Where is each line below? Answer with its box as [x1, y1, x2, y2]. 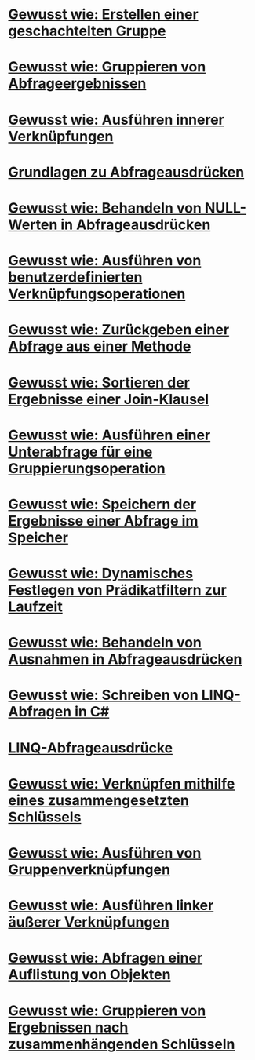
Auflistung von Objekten [8, 966, 171, 984]
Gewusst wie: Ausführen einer [8, 426, 211, 444]
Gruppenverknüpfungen [8, 861, 171, 878]
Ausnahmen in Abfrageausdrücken [8, 650, 242, 668]
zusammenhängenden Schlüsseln [8, 1035, 235, 1053]
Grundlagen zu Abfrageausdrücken [8, 163, 245, 181]
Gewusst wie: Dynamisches [8, 565, 194, 582]
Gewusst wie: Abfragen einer [8, 949, 203, 967]
